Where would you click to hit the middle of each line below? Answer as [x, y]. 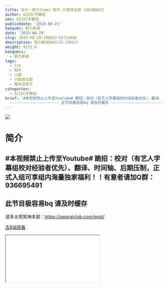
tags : [11, 61]
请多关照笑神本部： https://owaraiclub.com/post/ [55, 216]
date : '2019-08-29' [25, 33]
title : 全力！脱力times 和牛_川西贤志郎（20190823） [56, 10]
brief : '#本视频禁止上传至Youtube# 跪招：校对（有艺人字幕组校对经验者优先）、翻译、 [84, 98]
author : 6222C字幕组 [25, 14]
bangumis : [15, 51]
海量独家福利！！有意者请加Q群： [103, 177]
